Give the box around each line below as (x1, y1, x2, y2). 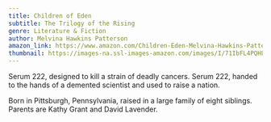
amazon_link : (8, 42, 52, 50)
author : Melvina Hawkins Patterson (8, 34, 128, 43)
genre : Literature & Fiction (8, 27, 106, 35)
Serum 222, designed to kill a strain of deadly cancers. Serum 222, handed (8, 72, 258, 81)
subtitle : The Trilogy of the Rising (8, 19, 135, 27)
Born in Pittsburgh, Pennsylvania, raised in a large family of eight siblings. (8, 96, 252, 105)
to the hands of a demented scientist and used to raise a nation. (8, 80, 220, 90)
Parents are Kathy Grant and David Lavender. (8, 104, 159, 114)
